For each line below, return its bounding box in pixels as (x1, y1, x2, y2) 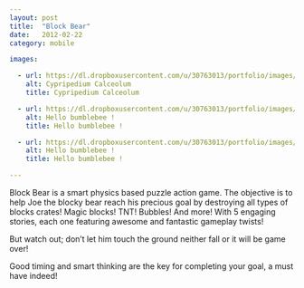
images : (9, 55, 39, 64)
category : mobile (9, 38, 75, 48)
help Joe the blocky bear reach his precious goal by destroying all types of (9, 197, 289, 207)
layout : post (9, 13, 59, 23)
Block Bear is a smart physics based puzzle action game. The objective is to (9, 187, 293, 197)
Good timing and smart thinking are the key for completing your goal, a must (9, 261, 294, 272)
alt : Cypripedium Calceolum (25, 80, 131, 89)
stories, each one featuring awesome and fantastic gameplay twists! (9, 216, 264, 226)
